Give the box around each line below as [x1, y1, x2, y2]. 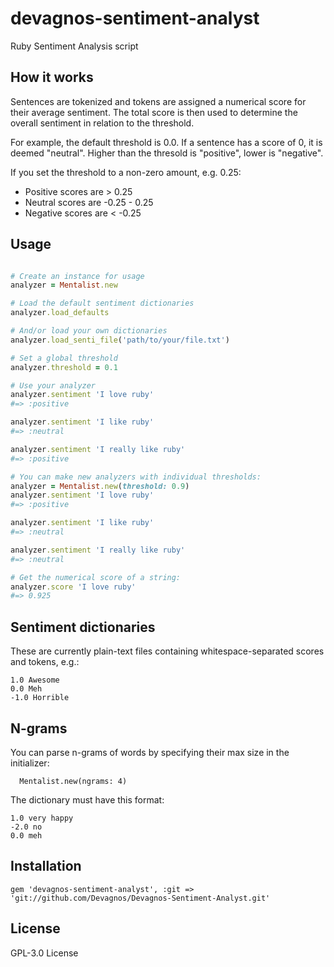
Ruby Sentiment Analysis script [10, 40, 139, 52]
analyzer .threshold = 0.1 [10, 362, 118, 372]
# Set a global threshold [10, 353, 118, 363]
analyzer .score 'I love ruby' [10, 582, 137, 592]
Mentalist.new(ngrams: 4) [19, 776, 128, 786]
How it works [10, 69, 94, 86]
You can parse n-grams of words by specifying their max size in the [10, 746, 290, 758]
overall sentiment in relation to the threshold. [10, 117, 195, 129]
